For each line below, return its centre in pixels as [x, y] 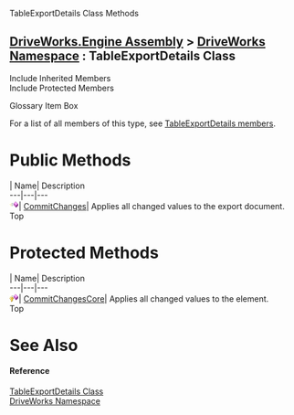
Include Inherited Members [60, 78]
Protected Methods [84, 253]
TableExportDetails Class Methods [74, 13]
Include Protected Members [62, 88]
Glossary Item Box [44, 105]
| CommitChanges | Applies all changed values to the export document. [152, 206]
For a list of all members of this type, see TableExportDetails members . [143, 123]
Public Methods [70, 160]
